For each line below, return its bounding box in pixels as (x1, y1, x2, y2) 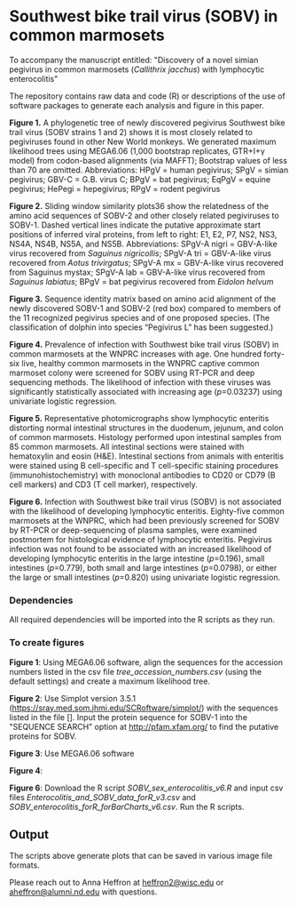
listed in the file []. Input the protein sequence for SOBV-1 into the (9, 711, 248, 722)
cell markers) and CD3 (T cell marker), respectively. (9, 478, 198, 490)
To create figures (9, 637, 85, 649)
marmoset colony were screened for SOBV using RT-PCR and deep (9, 367, 255, 378)
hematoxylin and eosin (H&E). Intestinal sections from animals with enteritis (9, 451, 284, 461)
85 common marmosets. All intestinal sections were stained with (9, 441, 245, 452)
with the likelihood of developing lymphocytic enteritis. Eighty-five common (9, 505, 285, 517)
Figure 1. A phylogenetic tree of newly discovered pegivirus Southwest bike (9, 117, 285, 128)
